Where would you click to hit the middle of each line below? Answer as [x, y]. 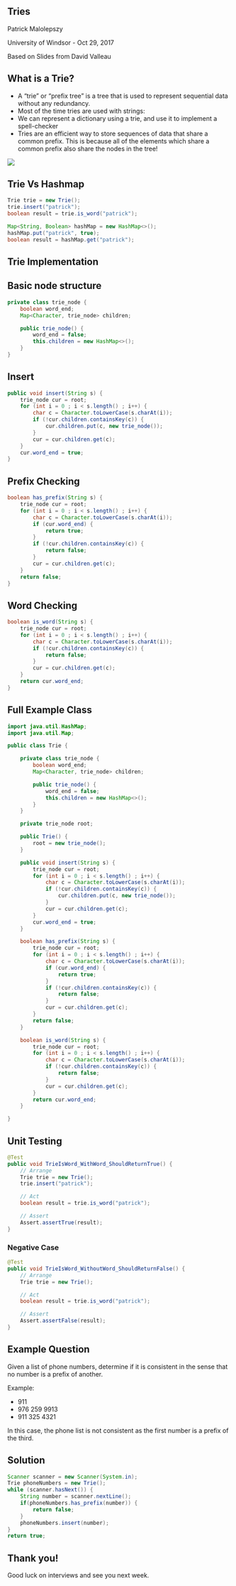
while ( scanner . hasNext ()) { [50, 1490]
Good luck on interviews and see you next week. [78, 1575]
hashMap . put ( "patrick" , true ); [54, 233]
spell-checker [38, 126]
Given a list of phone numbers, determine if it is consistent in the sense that [118, 1367]
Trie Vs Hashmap [46, 184]
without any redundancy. [54, 103]
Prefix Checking [44, 481]
